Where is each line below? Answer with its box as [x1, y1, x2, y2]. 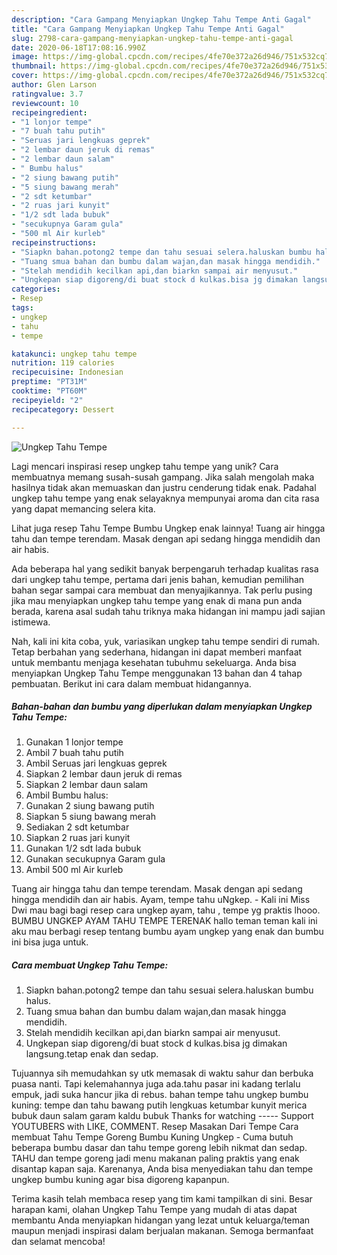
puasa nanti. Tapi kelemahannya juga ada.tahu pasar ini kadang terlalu [11, 1078, 301, 1090]
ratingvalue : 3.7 [11, 89, 84, 99]
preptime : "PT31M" [11, 377, 88, 387]
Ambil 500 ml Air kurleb [25, 864, 124, 876]
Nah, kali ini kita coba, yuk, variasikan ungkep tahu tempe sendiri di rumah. [11, 635, 321, 647]
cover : [11, 71, 39, 81]
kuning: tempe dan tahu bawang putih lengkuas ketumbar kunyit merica [11, 1099, 308, 1111]
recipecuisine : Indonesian [11, 367, 124, 378]
